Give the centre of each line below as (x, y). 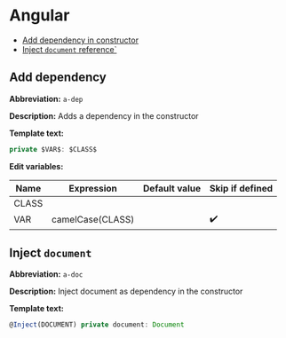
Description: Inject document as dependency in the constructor (126, 291)
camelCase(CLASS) (93, 220)
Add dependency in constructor (80, 40)
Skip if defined (241, 188)
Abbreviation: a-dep (46, 98)
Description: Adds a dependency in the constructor (104, 115)
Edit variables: (36, 166)
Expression (93, 188)
